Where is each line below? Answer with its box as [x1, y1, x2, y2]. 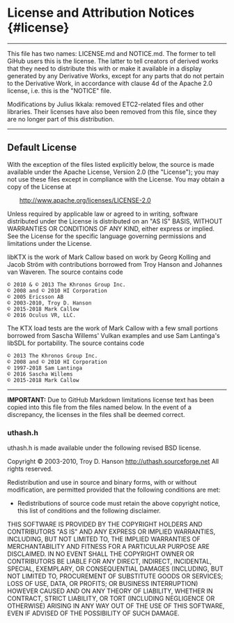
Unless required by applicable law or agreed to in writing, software [7, 210, 198, 218]
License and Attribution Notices [7, 5, 195, 21]
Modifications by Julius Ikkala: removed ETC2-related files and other [7, 100, 204, 108]
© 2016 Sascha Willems [7, 370, 73, 378]
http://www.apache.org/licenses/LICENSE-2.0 [19, 196, 151, 204]
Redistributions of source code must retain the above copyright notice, [17, 499, 221, 508]
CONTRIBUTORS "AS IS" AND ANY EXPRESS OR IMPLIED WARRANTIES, [7, 527, 216, 536]
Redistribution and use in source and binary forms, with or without [7, 478, 197, 487]
